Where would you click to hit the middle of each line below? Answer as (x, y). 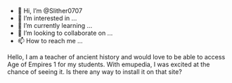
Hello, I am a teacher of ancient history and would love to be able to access (116, 57)
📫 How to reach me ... (50, 41)
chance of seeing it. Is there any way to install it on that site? (95, 72)
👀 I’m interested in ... (47, 18)
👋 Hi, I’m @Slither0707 (50, 11)
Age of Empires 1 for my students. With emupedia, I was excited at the (109, 64)
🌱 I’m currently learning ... (55, 25)
